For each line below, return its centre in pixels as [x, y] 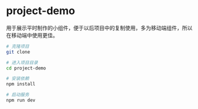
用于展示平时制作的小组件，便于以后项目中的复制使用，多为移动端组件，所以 [99, 28]
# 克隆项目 [18, 46]
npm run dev [21, 100]
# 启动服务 [18, 95]
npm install [21, 84]
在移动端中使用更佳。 [32, 35]
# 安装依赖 [18, 79]
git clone [18, 52]
